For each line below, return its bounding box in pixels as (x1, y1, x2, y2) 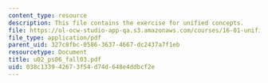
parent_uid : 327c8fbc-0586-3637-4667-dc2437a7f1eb (8, 41, 180, 49)
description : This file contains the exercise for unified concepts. (8, 19, 245, 27)
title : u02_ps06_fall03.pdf (8, 56, 102, 64)
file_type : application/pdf (8, 33, 102, 42)
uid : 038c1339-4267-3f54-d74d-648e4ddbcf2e (8, 63, 156, 71)
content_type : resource (8, 11, 88, 20)
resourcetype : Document (8, 48, 88, 56)
